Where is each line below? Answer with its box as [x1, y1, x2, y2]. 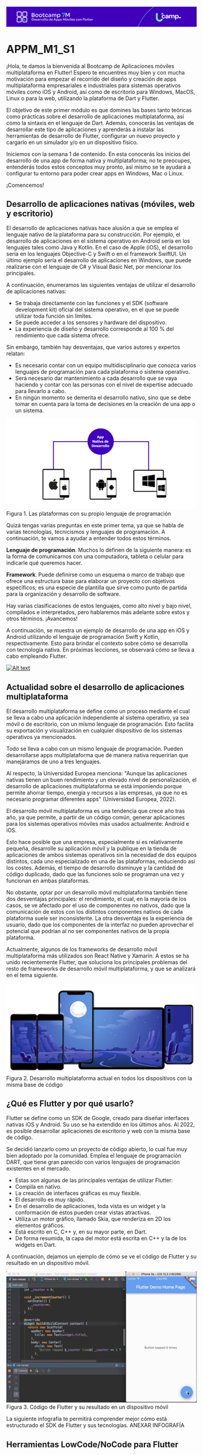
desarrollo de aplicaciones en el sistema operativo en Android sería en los [6, 237, 190, 245]
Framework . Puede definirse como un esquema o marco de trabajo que [6, 571, 185, 578]
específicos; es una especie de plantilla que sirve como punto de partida [6, 584, 187, 592]
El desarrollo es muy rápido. [14, 1196, 85, 1203]
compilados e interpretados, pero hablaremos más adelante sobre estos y [6, 609, 190, 616]
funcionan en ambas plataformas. [6, 877, 90, 884]
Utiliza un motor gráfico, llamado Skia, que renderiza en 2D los [14, 1215, 171, 1223]
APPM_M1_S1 [6, 42, 75, 56]
